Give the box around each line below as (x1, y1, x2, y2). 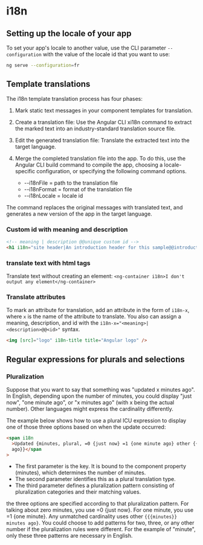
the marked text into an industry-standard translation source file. (14, 125, 176, 132)
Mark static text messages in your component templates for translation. (14, 107, 193, 114)
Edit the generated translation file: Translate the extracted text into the (14, 136, 190, 144)
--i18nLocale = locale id (24, 192, 83, 199)
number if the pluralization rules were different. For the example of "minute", (6, 526, 196, 533)
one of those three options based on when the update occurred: (6, 423, 166, 430)
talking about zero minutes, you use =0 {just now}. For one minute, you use (6, 506, 194, 514)
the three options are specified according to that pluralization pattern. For (6, 500, 189, 508)
